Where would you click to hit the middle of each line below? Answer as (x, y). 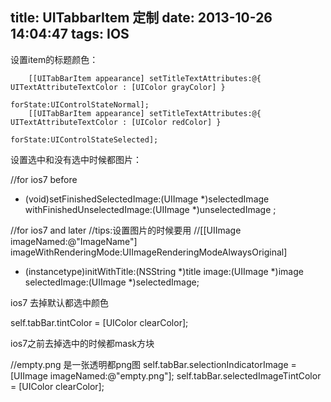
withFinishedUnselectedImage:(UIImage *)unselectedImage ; (150, 209)
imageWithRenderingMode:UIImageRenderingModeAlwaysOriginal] (149, 252)
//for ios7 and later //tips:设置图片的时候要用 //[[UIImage (126, 230)
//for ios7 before (44, 179)
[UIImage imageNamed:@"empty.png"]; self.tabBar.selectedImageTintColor (166, 375)
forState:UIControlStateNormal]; (80, 104)
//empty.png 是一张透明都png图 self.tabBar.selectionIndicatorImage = (153, 364)
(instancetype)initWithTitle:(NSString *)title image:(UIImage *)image (164, 271)
